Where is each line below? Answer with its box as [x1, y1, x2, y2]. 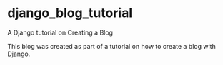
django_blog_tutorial [7, 5, 133, 21]
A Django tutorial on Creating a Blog [7, 28, 113, 37]
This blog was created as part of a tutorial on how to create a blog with [7, 42, 216, 50]
